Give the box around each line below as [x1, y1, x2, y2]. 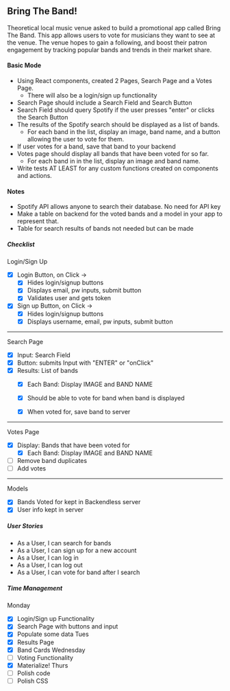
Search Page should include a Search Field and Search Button [16, 99, 192, 107]
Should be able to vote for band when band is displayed [27, 394, 185, 402]
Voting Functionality [16, 653, 74, 661]
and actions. [16, 172, 53, 180]
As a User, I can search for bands [16, 539, 112, 547]
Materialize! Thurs [16, 661, 68, 669]
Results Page [16, 638, 55, 646]
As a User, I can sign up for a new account [16, 546, 137, 555]
